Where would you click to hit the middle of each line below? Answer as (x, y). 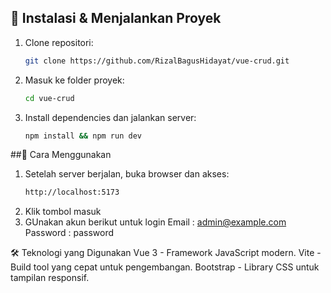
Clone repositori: (59, 42)
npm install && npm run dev (83, 136)
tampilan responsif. (50, 278)
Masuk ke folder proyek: (74, 80)
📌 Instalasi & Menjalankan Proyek (116, 18)
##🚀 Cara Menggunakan (61, 155)
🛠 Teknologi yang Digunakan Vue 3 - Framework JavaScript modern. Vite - (166, 253)
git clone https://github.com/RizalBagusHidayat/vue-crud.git (157, 61)
